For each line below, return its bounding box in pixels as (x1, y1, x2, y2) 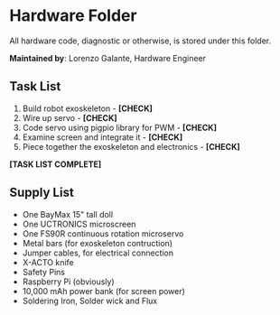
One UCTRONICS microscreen (22, 218, 136, 229)
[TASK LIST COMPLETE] (9, 159, 102, 170)
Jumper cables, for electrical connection (22, 247, 174, 258)
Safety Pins (22, 266, 66, 277)
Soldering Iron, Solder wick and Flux (22, 295, 158, 306)
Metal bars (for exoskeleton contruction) (22, 237, 173, 248)
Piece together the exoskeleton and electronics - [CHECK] (22, 141, 241, 152)
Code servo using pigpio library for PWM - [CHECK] (22, 122, 217, 133)
